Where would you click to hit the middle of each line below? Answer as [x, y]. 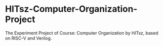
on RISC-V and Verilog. [28, 38]
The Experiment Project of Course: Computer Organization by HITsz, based [82, 33]
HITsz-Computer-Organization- [71, 9]
